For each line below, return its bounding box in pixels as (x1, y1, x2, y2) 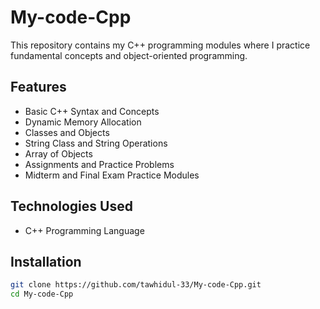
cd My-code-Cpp (10, 289, 74, 300)
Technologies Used (10, 198, 133, 215)
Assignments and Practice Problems (24, 158, 175, 170)
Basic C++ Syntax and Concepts (24, 105, 160, 117)
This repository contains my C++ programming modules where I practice (10, 39, 311, 51)
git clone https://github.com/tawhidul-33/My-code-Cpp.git (10, 280, 262, 290)
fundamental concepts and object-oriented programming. (10, 49, 248, 61)
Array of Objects (24, 147, 93, 160)
